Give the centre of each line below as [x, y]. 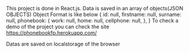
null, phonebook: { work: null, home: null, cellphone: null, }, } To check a [92, 20]
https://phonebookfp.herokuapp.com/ [52, 33]
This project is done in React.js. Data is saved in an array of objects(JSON [95, 8]
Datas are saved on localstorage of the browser [63, 44]
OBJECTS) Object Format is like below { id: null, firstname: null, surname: [94, 14]
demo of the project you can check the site [58, 26]
